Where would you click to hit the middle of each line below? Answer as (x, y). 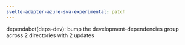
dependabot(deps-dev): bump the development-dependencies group (93, 29)
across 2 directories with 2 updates (50, 35)
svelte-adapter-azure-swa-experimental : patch (66, 12)
